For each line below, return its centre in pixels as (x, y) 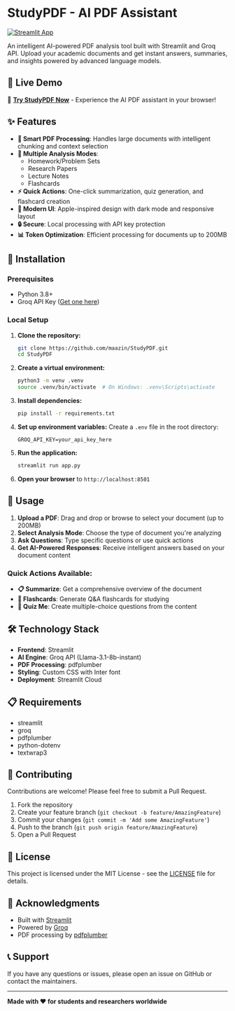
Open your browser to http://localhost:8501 (84, 479)
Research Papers (52, 168)
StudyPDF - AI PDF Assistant (92, 13)
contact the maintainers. (42, 981)
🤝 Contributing (40, 775)
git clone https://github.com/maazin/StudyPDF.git (93, 348)
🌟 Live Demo (35, 83)
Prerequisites (30, 279)
